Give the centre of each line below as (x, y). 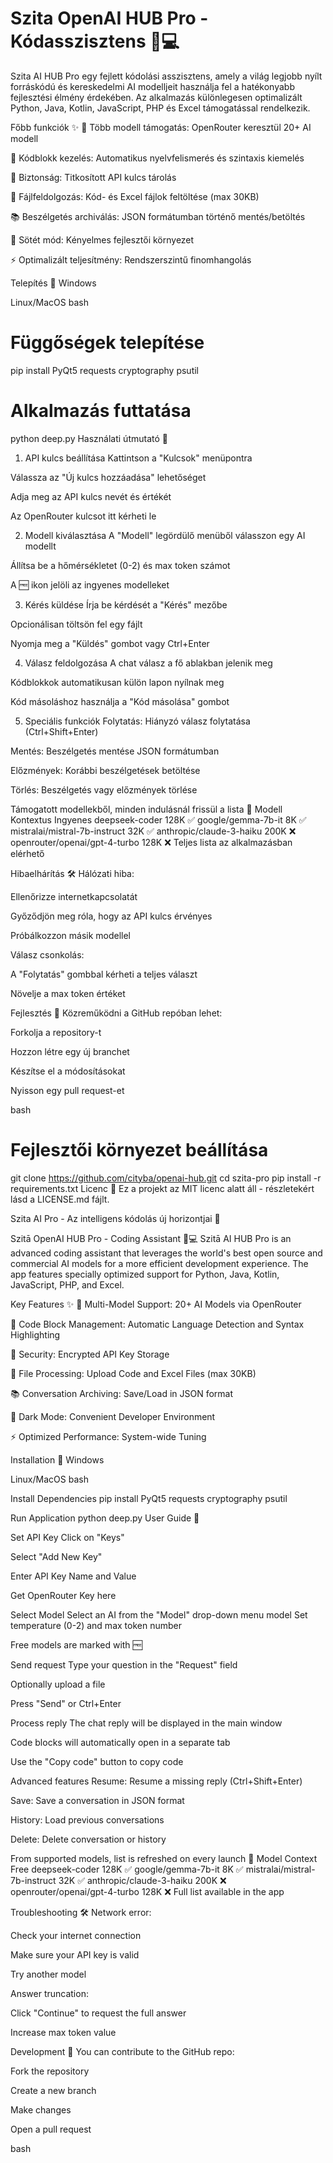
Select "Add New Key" (56, 1556)
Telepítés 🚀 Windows (53, 283)
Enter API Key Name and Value (73, 1576)
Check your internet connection (76, 1935)
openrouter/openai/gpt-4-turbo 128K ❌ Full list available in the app (147, 1891)
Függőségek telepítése (107, 343)
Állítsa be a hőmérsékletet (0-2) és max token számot (120, 565)
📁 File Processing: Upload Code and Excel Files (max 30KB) (133, 1373)
